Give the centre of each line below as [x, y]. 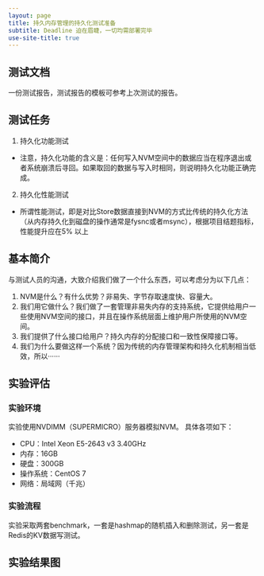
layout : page [30, 16]
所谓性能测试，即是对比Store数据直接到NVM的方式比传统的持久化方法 [134, 211]
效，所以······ [40, 356]
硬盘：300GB [42, 464]
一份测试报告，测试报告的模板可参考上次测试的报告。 [95, 93]
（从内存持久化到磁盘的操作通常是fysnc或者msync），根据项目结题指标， [139, 221]
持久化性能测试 [44, 194]
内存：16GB [38, 453]
